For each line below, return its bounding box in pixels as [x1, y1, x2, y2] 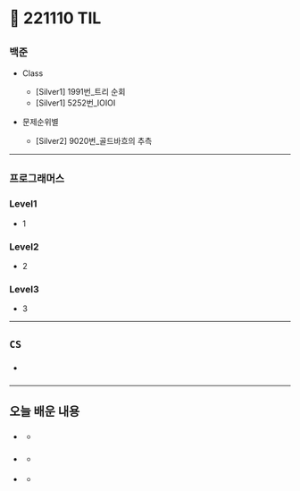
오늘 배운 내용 [9, 403, 80, 419]
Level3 [9, 283, 39, 295]
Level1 [9, 198, 37, 210]
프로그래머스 [9, 173, 65, 186]
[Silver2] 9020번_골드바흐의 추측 [35, 136, 153, 146]
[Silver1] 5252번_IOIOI [35, 97, 116, 108]
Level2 [9, 241, 39, 253]
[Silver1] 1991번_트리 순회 [35, 87, 126, 97]
